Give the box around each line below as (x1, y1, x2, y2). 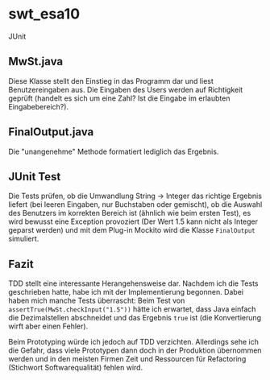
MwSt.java (8, 55, 63, 68)
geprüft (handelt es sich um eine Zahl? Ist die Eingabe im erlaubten (8, 93, 231, 103)
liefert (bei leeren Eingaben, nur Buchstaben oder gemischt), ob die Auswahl (8, 200, 263, 209)
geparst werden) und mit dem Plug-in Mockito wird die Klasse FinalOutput (8, 225, 255, 235)
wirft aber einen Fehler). (8, 321, 89, 331)
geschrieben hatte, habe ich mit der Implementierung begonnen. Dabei (8, 287, 244, 297)
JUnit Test (8, 170, 61, 184)
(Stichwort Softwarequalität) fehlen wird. (8, 363, 143, 373)
